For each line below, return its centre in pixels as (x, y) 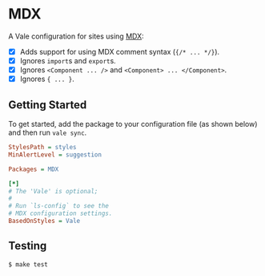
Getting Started (48, 105)
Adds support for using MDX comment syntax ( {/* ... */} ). (120, 51)
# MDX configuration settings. (60, 213)
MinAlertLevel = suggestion (55, 154)
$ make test (28, 264)
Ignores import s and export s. (68, 61)
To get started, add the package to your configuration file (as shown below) (133, 124)
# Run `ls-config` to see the (59, 206)
